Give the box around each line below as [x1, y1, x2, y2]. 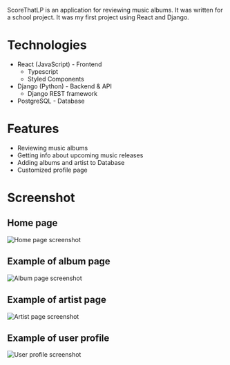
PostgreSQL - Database [17, 97, 85, 105]
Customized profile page [17, 166, 88, 174]
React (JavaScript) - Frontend [17, 60, 102, 68]
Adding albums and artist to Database [17, 158, 125, 166]
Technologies [7, 37, 88, 53]
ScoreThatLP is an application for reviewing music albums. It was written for [7, 6, 223, 14]
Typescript [27, 67, 59, 75]
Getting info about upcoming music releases [17, 151, 144, 159]
